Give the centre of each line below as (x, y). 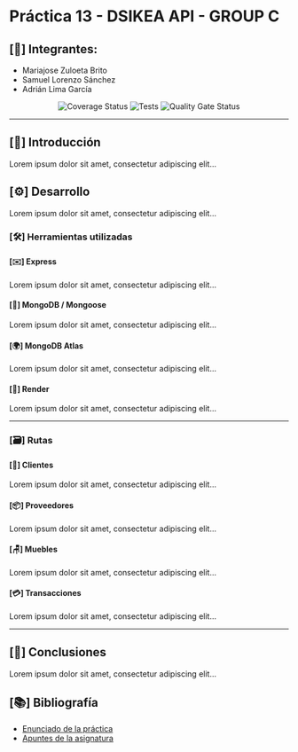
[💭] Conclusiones (58, 652)
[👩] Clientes (31, 465)
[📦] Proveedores (41, 505)
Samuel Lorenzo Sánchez (69, 80)
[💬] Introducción (55, 142)
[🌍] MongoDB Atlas (47, 345)
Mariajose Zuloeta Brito (65, 70)
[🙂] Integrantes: (54, 49)
